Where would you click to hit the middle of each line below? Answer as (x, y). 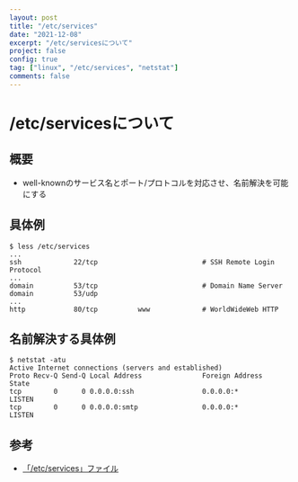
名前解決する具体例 (62, 339)
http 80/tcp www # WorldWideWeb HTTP (144, 309)
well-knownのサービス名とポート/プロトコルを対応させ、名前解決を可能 (155, 183)
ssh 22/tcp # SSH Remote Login (142, 262)
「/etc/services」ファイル (70, 469)
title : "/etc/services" (54, 26)
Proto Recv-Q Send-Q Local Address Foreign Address (136, 376)
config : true (34, 59)
